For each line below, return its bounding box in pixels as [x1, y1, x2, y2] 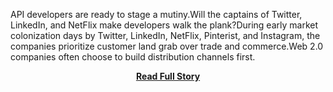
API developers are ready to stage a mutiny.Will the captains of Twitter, [10, 9, 303, 20]
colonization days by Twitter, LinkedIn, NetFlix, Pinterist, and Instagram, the [10, 30, 321, 41]
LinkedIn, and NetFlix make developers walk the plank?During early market [10, 19, 319, 31]
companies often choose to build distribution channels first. [10, 51, 256, 63]
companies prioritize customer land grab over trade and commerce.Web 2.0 [10, 40, 324, 52]
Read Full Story [135, 70, 201, 82]
